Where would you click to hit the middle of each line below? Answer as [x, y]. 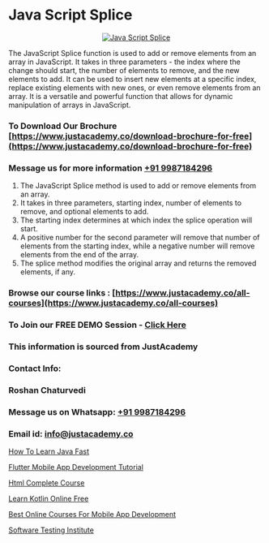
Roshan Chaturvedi [47, 390]
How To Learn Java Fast [49, 451]
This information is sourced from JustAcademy [103, 347]
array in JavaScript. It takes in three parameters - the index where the [124, 62]
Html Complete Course [47, 483]
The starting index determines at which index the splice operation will [136, 220]
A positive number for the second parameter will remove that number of [140, 238]
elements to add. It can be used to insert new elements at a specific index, [132, 79]
